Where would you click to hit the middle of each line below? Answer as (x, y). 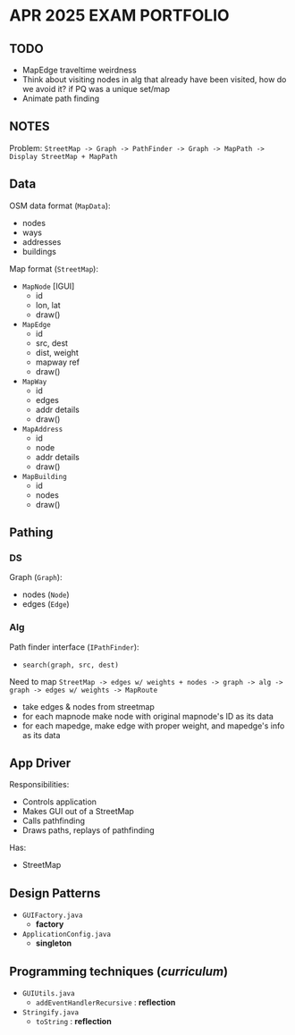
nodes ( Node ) (46, 594)
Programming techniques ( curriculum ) (119, 971)
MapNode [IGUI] (48, 286)
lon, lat (48, 305)
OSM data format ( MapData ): (60, 206)
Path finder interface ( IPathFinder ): (75, 647)
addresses (42, 241)
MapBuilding (44, 476)
